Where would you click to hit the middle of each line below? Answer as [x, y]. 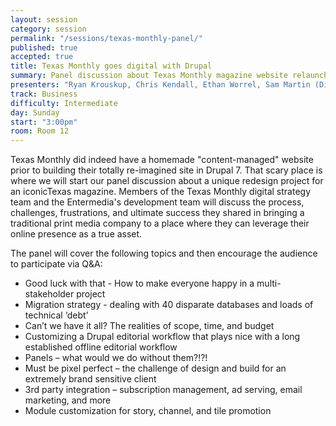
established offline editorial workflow [101, 347]
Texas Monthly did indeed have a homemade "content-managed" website [162, 160]
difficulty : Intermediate [64, 103]
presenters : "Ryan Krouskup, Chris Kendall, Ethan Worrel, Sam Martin [160, 85]
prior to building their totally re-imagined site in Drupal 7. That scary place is [166, 170]
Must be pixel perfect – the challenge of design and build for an [155, 368]
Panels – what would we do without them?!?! [116, 358]
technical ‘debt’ [56, 315]
